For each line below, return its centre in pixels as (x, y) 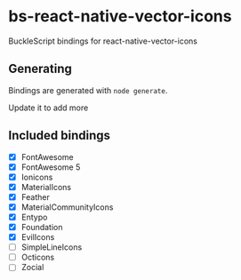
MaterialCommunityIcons (67, 207)
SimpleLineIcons (52, 247)
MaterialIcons (46, 187)
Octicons (38, 257)
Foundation (42, 227)
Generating (40, 69)
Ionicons (37, 177)
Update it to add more (48, 108)
